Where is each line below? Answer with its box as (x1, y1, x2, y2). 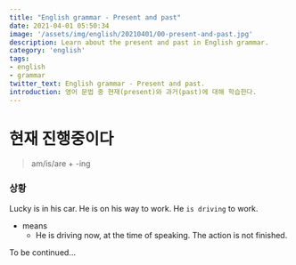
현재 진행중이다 (9, 128, 114, 149)
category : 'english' (9, 46, 86, 55)
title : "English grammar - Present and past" (9, 12, 181, 22)
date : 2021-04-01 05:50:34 (9, 21, 110, 30)
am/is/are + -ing (30, 158, 91, 169)
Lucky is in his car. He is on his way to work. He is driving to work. (9, 203, 259, 213)
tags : (9, 54, 29, 63)
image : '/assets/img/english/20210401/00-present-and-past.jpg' (9, 29, 253, 38)
